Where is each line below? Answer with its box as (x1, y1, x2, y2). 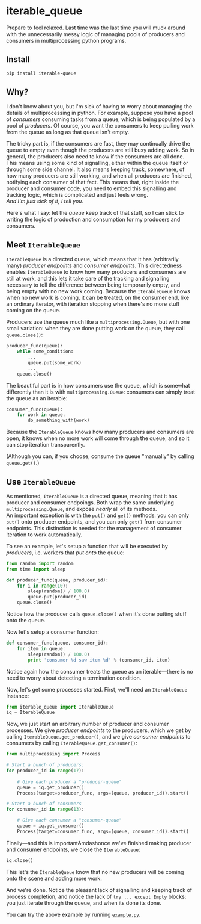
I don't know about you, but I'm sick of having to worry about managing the (6, 103, 193, 110)
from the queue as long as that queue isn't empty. (6, 128, 130, 136)
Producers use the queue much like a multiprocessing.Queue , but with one (6, 318, 190, 326)
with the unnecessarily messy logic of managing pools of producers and (6, 30, 185, 37)
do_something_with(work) (28, 417, 90, 424)
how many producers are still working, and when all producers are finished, (6, 172, 193, 179)
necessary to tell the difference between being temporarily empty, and (6, 281, 181, 288)
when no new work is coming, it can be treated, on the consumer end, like (6, 294, 190, 302)
